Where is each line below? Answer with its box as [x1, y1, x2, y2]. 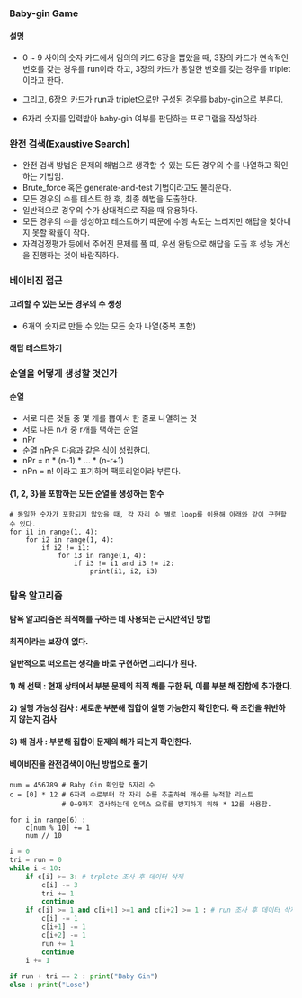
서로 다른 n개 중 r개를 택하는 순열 [22, 424, 138, 435]
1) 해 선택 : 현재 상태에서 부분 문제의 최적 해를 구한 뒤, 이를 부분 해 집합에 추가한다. [9, 680, 293, 691]
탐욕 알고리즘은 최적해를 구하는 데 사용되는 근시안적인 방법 [9, 613, 211, 624]
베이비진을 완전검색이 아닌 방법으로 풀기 [9, 759, 148, 769]
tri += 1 [41, 889, 75, 898]
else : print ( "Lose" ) [9, 980, 91, 990]
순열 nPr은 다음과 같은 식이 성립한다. [22, 445, 151, 456]
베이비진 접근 [9, 274, 63, 287]
